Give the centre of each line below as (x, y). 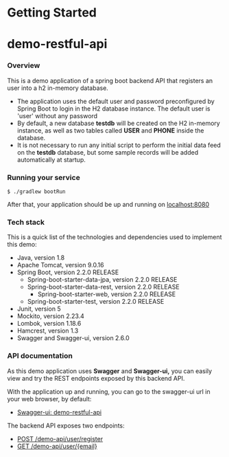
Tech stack (26, 222)
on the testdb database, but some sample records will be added (108, 152)
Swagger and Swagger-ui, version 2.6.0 (73, 338)
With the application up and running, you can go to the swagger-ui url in (109, 391)
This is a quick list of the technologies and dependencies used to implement (114, 237)
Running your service (44, 177)
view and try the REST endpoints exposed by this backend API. (96, 378)
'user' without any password (57, 115)
